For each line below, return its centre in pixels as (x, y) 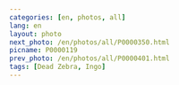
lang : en (26, 26)
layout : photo (36, 34)
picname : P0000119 (43, 50)
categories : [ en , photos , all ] (68, 17)
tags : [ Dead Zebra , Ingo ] (57, 67)
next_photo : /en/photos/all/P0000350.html (89, 42)
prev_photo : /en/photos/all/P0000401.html (89, 58)
